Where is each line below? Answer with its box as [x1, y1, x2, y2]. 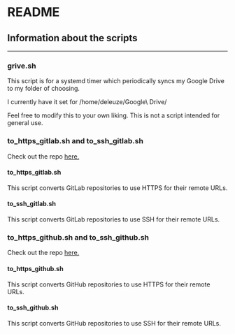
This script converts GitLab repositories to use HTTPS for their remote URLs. [7, 183, 228, 192]
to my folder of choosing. [7, 85, 80, 93]
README [7, 4, 60, 20]
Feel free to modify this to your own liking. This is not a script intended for [7, 111, 220, 119]
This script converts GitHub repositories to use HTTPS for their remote [7, 280, 211, 289]
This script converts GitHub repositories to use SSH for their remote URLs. [7, 319, 222, 327]
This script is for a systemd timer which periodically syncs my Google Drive [7, 77, 225, 85]
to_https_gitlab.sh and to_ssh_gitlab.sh [7, 136, 143, 146]
